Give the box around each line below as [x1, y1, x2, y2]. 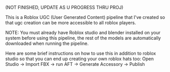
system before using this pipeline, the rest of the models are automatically [5, 35, 161, 41]
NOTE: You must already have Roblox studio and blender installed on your [5, 30, 161, 35]
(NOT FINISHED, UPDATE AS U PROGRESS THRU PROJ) [5, 5, 124, 10]
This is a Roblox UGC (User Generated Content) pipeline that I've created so [5, 14, 165, 20]
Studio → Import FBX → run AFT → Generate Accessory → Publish [5, 61, 145, 67]
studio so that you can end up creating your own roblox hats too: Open [5, 56, 154, 62]
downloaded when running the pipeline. [5, 40, 89, 46]
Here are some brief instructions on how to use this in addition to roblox [5, 51, 156, 56]
